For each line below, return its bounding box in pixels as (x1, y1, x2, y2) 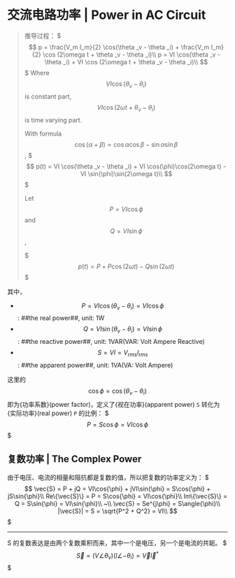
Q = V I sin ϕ (110, 226, 143, 235)
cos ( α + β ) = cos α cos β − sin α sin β (74, 140, 178, 148)
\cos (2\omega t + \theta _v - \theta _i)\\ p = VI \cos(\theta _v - (43, 50, 220, 59)
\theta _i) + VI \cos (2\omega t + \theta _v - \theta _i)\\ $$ (44, 57, 208, 66)
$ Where (24, 68, 50, 77)
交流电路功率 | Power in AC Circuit (7, 7, 206, 23)
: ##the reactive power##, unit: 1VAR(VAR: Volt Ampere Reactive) (17, 338, 205, 346)
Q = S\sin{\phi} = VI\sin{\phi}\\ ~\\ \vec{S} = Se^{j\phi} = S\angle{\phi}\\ (14, 499, 221, 507)
